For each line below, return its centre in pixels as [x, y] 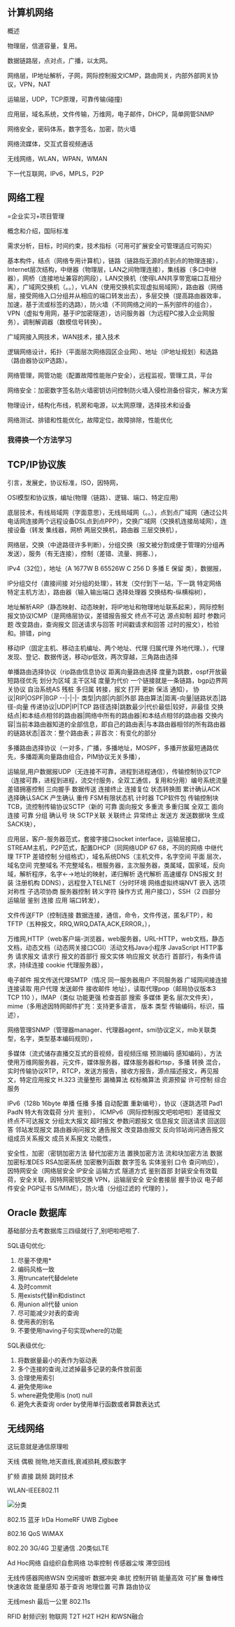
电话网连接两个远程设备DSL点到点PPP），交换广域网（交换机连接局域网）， [114, 521]
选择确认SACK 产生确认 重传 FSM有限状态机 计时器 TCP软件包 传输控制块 [113, 798]
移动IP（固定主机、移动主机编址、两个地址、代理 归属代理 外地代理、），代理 [116, 648]
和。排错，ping [29, 633]
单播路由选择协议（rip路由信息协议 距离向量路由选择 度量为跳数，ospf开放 [114, 672]
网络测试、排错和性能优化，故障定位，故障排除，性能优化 [90, 420]
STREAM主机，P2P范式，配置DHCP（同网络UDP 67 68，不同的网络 [105, 848]
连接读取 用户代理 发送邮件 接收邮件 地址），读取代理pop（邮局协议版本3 [112, 989]
